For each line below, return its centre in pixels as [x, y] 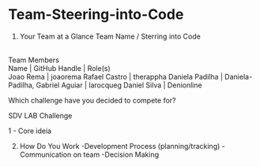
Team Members [34, 60]
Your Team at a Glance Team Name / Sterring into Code [110, 36]
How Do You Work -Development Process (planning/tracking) [120, 146]
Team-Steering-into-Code [96, 15]
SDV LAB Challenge [40, 115]
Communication [45, 154]
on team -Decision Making [116, 154]
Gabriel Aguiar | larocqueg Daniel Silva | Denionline [119, 85]
